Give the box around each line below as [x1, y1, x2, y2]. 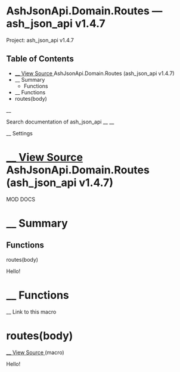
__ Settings [6, 129, 33, 137]
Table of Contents [6, 54, 75, 64]
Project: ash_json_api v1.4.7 [6, 36, 75, 44]
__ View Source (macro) [6, 349, 64, 356]
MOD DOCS [6, 196, 36, 203]
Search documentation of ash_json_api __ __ [6, 118, 114, 125]
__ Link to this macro [6, 308, 57, 315]
